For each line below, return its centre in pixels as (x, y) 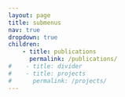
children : (24, 45)
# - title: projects (47, 74)
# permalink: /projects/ (58, 81)
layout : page (29, 15)
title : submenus (35, 23)
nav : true (24, 30)
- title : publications (59, 52)
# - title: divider (45, 66)
